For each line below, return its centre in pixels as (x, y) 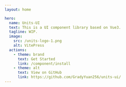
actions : (18, 50)
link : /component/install (44, 64)
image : (16, 36)
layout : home (18, 9)
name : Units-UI (25, 23)
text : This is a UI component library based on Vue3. (65, 27)
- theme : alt (27, 68)
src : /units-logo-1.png (38, 41)
